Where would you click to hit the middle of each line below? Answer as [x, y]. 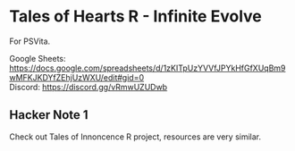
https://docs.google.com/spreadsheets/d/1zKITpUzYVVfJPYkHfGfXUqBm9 [147, 68]
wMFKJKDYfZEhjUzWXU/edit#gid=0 [77, 77]
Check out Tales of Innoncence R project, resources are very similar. [135, 137]
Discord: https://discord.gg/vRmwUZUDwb [88, 87]
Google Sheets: [38, 58]
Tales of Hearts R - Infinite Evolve [135, 17]
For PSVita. [30, 41]
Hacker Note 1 [49, 115]
